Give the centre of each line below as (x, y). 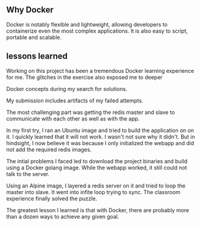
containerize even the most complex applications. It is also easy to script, (97, 31)
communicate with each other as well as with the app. (73, 118)
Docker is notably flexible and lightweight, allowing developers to (87, 24)
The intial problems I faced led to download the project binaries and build (97, 161)
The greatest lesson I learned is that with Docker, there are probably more (98, 210)
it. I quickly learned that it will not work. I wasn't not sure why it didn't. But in (101, 137)
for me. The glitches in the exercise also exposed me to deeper (85, 77)
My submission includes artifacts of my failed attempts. (75, 100)
